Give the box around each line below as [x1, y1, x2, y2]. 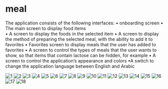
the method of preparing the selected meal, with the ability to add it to [5, 36, 153, 42]
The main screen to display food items [5, 25, 86, 31]
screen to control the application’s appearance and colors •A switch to [5, 57, 154, 64]
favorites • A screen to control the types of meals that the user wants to [5, 47, 157, 53]
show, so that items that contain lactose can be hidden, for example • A [5, 52, 156, 58]
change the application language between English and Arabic [5, 63, 135, 69]
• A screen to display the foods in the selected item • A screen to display [5, 31, 159, 37]
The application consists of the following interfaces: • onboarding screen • [5, 20, 163, 26]
